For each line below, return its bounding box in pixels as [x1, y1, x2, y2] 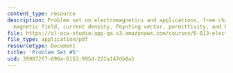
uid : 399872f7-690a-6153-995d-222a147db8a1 [7, 56, 135, 63]
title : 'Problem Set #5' [7, 49, 79, 56]
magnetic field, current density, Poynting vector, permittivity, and [13, 23, 222, 30]
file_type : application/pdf [7, 36, 89, 43]
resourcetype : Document [7, 42, 76, 49]
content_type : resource [7, 10, 76, 17]
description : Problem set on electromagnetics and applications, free [7, 17, 216, 24]
